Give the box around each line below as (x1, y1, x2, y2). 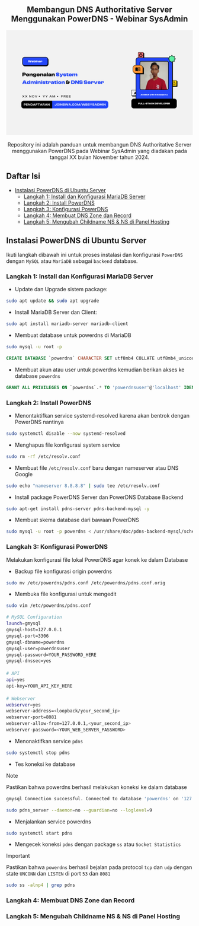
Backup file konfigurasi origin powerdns (14, 568, 113, 575)
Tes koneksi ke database (14, 760, 76, 768)
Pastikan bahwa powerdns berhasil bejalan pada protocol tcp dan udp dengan (6, 864, 192, 871)
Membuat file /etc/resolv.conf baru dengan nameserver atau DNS (14, 464, 179, 471)
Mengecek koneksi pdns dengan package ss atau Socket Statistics (14, 841, 181, 848)
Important (6, 852, 30, 860)
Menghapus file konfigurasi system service (14, 441, 120, 448)
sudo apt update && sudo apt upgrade (6, 298, 99, 304)
